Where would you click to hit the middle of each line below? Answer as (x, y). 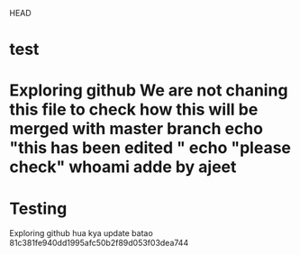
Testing (38, 209)
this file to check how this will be (134, 109)
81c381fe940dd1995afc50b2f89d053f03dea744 (99, 243)
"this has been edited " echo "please (150, 148)
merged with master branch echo (136, 129)
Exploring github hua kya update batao (81, 233)
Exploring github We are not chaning (149, 91)
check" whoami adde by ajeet (123, 167)
